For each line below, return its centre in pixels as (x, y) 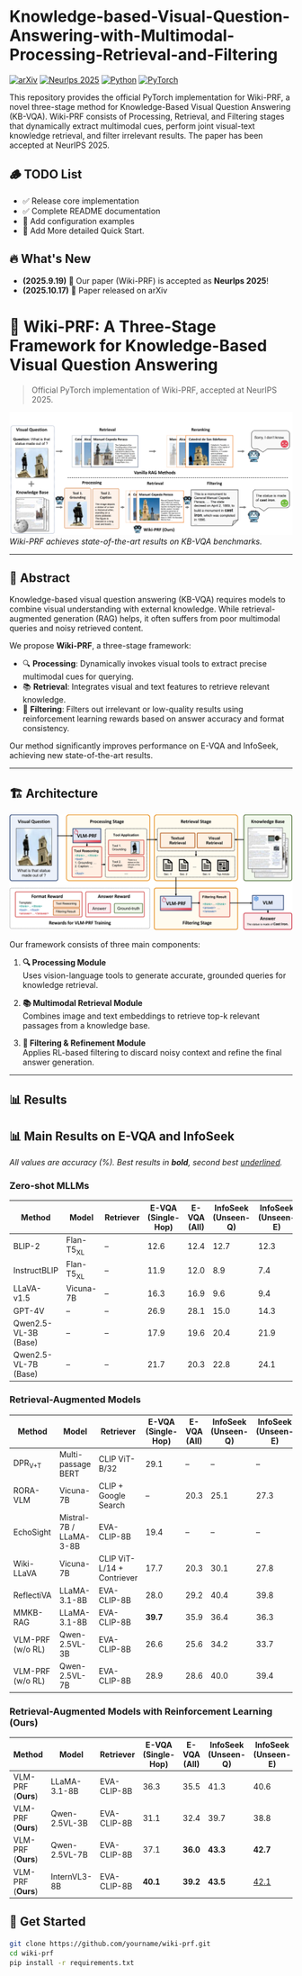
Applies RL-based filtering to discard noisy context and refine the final (152, 1052)
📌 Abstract (40, 578)
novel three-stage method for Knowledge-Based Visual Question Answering (150, 106)
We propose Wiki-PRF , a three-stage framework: (100, 646)
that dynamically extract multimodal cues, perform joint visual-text (132, 126)
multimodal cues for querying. (78, 676)
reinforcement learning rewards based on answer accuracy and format (153, 719)
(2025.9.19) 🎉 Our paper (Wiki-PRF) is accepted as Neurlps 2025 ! (146, 280)
